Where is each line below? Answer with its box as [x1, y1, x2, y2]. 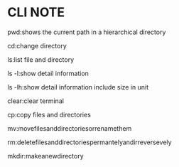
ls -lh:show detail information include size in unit [7, 82, 149, 91]
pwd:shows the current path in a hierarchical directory [7, 28, 166, 36]
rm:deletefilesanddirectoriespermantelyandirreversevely [7, 138, 172, 146]
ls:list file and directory [7, 55, 75, 64]
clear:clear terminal [7, 97, 64, 105]
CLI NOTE [7, 4, 65, 21]
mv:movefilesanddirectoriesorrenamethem [7, 124, 132, 132]
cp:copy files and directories [7, 110, 91, 119]
